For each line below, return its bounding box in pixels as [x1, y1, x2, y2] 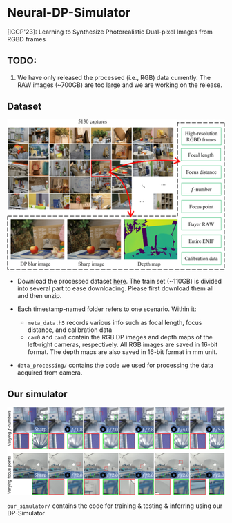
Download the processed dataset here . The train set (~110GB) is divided [17, 277, 222, 286]
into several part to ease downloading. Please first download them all [17, 284, 214, 293]
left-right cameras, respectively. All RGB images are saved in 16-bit [27, 340, 218, 349]
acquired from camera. [17, 368, 83, 377]
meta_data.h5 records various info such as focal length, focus [27, 319, 202, 327]
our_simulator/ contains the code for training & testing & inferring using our [7, 502, 223, 510]
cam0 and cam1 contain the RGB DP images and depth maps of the [27, 333, 213, 342]
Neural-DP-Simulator [7, 5, 131, 21]
